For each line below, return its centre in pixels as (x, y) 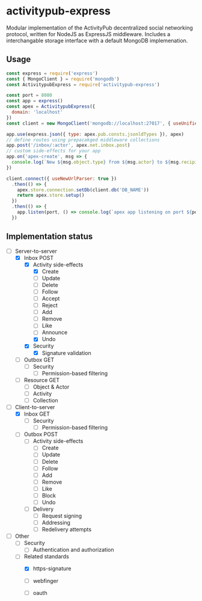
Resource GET (42, 380)
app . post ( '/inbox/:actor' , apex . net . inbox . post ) (68, 146)
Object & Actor (51, 387)
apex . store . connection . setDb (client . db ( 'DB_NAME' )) (83, 190)
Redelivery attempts (67, 529)
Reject (50, 306)
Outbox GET (39, 360)
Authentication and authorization (73, 550)
